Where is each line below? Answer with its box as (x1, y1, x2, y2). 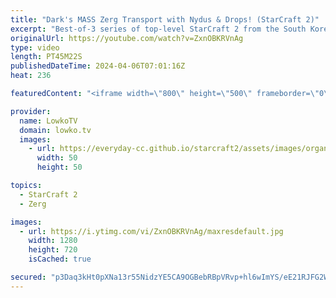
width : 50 (36, 153, 78, 163)
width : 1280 (28, 236, 78, 246)
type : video (10, 42, 60, 53)
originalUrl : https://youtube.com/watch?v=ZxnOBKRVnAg (10, 33, 244, 43)
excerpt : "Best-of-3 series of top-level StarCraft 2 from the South (10, 24, 307, 34)
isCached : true (28, 254, 92, 265)
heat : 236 (10, 71, 52, 81)
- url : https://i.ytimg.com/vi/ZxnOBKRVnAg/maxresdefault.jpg (19, 226, 284, 236)
